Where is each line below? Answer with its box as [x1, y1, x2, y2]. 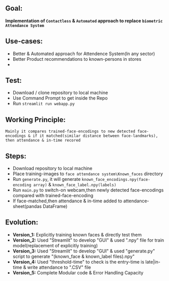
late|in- [145, 259, 160, 265]
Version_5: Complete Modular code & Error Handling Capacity [12, 269, 144, 275]
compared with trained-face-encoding [12, 193, 93, 199]
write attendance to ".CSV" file [27, 264, 92, 270]
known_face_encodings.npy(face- [81, 177, 151, 182]
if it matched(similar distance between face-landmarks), [32, 133, 158, 138]
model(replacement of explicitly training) [12, 242, 98, 248]
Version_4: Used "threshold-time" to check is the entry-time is [12, 259, 145, 265]
